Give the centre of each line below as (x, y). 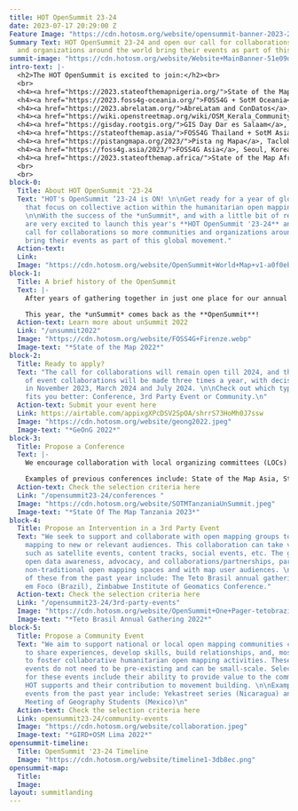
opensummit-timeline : (49, 743)
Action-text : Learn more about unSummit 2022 (103, 322)
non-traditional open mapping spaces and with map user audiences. (152, 569)
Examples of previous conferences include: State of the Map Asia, (152, 479)
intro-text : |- (37, 68)
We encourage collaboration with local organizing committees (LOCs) (157, 463)
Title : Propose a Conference (71, 446)
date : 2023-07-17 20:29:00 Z (63, 26)
